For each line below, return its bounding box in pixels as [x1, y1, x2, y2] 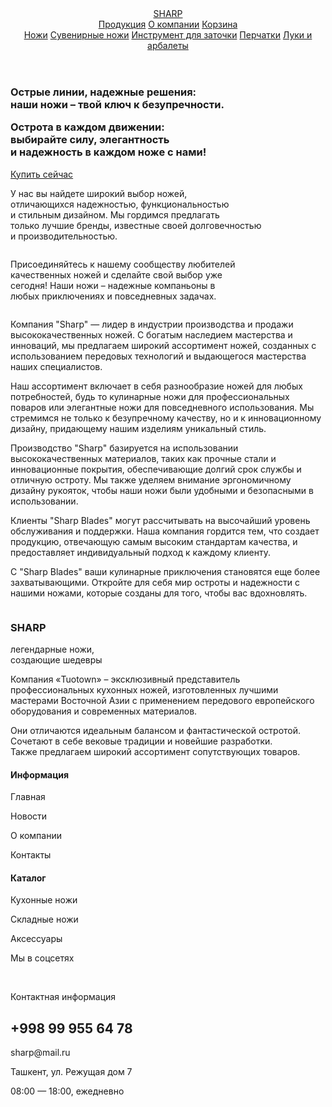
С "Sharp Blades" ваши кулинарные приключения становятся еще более [10, 565, 321, 577]
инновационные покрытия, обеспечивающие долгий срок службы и [10, 463, 302, 475]
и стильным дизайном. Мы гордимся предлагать [10, 208, 220, 221]
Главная [10, 791, 46, 803]
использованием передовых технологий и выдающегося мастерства [10, 350, 307, 362]
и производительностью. [10, 230, 118, 242]
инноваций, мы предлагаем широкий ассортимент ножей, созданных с [10, 339, 317, 351]
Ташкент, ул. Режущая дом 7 [10, 1066, 133, 1078]
